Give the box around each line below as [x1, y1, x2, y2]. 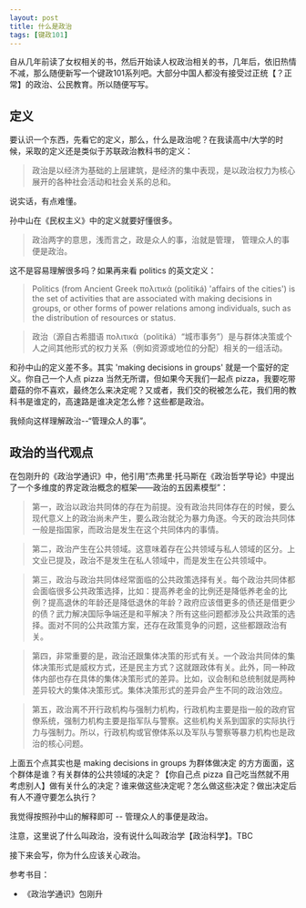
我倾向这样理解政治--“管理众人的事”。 [9, 415, 152, 426]
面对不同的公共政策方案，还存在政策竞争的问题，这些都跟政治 [47, 620, 280, 630]
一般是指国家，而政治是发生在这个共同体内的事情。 [31, 525, 224, 535]
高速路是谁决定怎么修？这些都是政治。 [65, 396, 209, 407]
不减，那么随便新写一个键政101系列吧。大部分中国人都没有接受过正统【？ [9, 67, 285, 78]
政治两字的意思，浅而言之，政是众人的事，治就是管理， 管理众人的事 [31, 234, 290, 246]
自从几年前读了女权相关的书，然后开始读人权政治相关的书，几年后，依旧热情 [9, 56, 297, 67]
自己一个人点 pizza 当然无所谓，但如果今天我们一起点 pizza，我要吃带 [33, 373, 296, 384]
